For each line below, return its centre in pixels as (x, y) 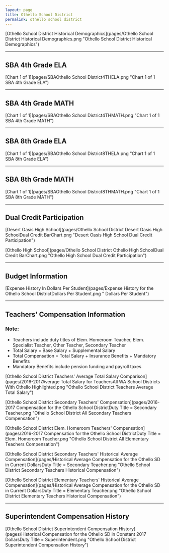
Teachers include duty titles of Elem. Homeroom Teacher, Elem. (78, 339)
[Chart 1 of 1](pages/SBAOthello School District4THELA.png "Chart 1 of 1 (80, 77)
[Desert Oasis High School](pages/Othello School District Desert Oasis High (84, 230)
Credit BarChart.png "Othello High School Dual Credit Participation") (76, 256)
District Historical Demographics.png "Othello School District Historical (79, 39)
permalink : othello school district (44, 19)
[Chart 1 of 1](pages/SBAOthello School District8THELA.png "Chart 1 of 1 (80, 153)
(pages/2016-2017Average (32, 381)
